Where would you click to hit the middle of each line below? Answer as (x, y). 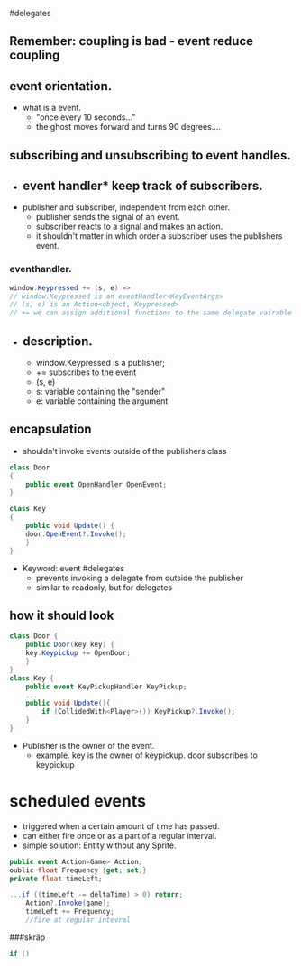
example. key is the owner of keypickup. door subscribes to (147, 755)
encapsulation (50, 429)
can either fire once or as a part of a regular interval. (120, 835)
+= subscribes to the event (86, 372)
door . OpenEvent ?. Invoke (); (76, 534)
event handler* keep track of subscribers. (142, 185)
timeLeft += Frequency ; (70, 912)
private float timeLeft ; (56, 879)
